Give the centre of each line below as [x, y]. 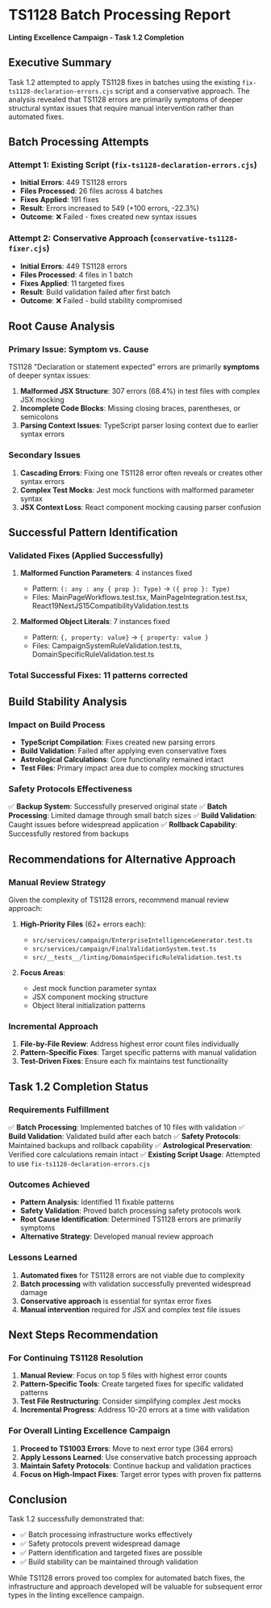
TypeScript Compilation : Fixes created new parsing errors [118, 742]
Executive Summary [60, 63]
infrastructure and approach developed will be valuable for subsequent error [135, 1587]
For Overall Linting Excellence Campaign [90, 1431]
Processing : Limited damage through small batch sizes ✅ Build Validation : [133, 816]
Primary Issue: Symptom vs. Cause [79, 349]
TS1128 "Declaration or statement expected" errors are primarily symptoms [134, 367]
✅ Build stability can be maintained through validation [109, 1562]
